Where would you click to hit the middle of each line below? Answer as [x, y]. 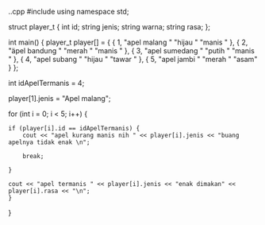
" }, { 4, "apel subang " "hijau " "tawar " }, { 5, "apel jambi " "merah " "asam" [133, 59]
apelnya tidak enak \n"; [49, 142]
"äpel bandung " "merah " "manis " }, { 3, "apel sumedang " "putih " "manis [132, 50]
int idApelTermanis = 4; [46, 83]
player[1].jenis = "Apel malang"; [60, 98]
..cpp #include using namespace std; [69, 12]
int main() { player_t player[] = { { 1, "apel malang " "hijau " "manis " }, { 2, [128, 42]
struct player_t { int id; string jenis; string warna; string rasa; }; [109, 27]
